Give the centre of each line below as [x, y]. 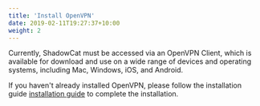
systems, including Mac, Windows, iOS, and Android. [96, 70]
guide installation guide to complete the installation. [93, 94]
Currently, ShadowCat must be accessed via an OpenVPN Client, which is [130, 53]
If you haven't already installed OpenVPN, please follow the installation [125, 85]
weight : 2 [25, 30]
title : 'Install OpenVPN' [51, 16]
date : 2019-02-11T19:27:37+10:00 [64, 23]
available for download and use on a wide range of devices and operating [130, 61]
